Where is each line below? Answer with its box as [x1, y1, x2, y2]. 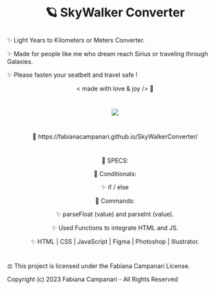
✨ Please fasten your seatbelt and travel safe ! [7, 71, 138, 79]
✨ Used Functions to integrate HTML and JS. [51, 223, 179, 232]
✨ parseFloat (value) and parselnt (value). [55, 210, 175, 218]
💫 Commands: [94, 196, 136, 205]
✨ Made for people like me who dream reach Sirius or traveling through [7, 50, 208, 58]
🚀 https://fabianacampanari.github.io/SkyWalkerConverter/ [32, 132, 198, 141]
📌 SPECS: [101, 156, 129, 165]
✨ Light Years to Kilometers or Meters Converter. [7, 36, 145, 45]
